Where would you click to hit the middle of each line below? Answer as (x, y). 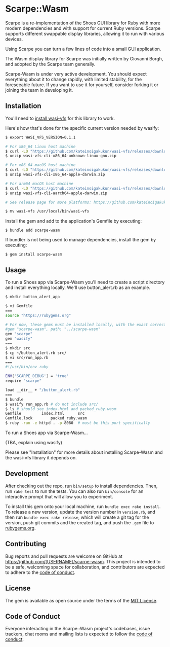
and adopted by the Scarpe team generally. (50, 64)
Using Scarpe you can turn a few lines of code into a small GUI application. (83, 49)
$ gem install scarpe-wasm (34, 255)
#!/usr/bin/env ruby (27, 367)
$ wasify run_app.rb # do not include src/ (52, 404)
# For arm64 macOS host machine (39, 184)
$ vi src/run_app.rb (27, 357)
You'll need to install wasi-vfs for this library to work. (60, 118)
